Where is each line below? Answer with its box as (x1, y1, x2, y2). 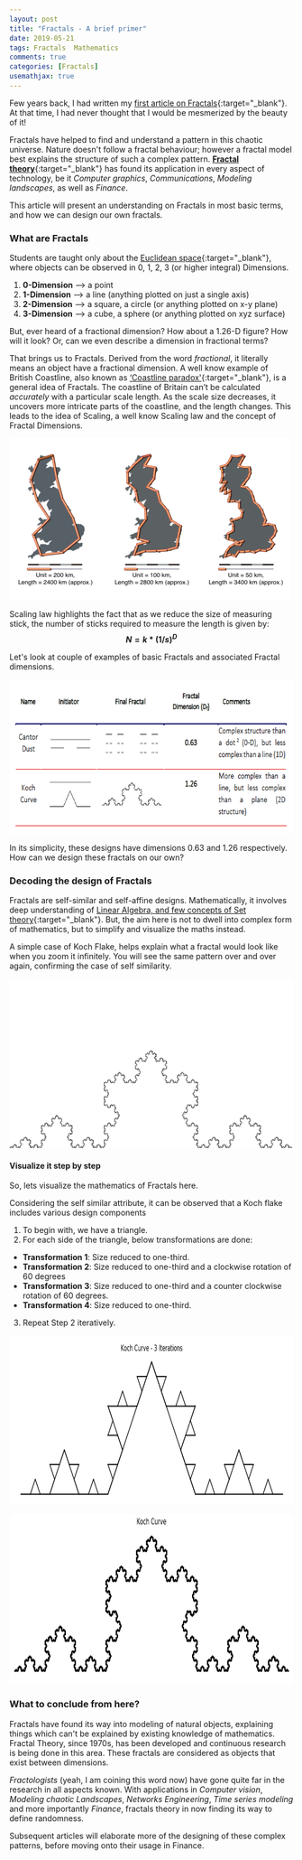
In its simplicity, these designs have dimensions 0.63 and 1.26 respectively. (9, 842, 288, 853)
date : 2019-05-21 (9, 33, 75, 42)
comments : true (9, 52, 67, 62)
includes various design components (9, 1207, 147, 1219)
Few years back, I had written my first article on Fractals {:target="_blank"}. (9, 98, 288, 108)
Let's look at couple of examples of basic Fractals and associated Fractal (9, 651, 280, 662)
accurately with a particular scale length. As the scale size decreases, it (9, 391, 277, 402)
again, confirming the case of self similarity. (9, 960, 172, 971)
